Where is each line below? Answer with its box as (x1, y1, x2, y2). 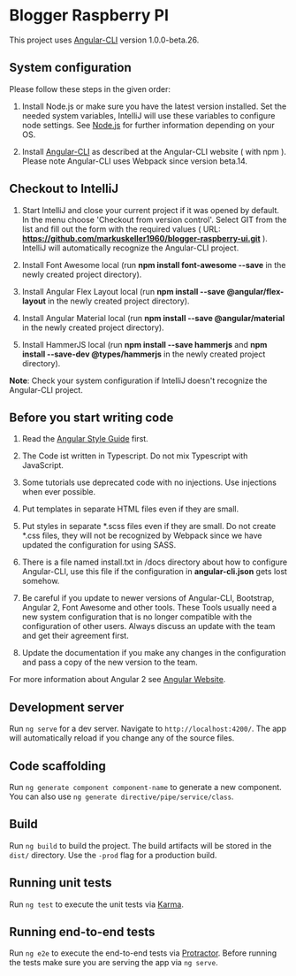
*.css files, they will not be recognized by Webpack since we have (21, 530, 262, 541)
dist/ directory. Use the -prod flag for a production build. (9, 849, 217, 860)
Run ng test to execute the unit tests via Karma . (9, 899, 184, 910)
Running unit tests (9, 875, 112, 890)
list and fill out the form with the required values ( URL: (21, 223, 221, 234)
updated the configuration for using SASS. (21, 540, 177, 550)
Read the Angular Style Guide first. (21, 434, 148, 444)
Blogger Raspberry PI (9, 5, 170, 26)
